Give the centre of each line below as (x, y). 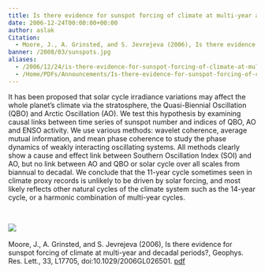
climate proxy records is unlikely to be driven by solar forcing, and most (124, 180)
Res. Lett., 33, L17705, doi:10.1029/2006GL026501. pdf (97, 260)
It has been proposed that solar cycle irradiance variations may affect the (127, 96)
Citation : (24, 37)
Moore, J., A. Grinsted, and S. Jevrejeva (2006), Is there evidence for (120, 244)
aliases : (22, 60)
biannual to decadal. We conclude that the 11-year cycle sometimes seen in (130, 172)
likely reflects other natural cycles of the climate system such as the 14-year (132, 189)
